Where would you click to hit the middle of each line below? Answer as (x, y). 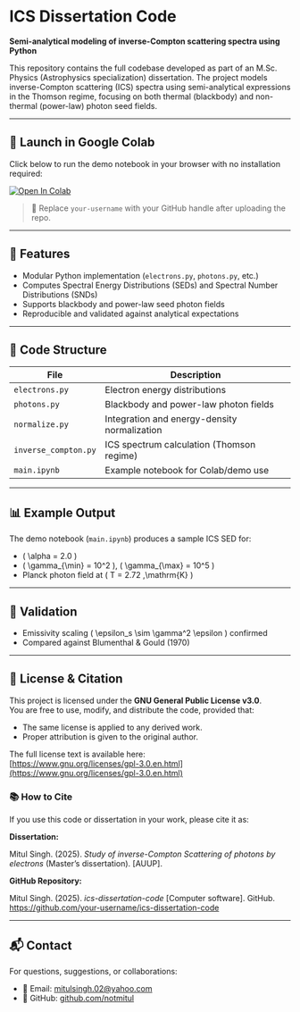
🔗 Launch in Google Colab (82, 142)
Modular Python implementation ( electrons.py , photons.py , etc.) (140, 275)
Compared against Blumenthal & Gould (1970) (106, 642)
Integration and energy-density (171, 419)
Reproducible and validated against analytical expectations (130, 314)
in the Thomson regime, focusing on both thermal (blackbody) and (132, 96)
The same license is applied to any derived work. (112, 727)
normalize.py (42, 425)
